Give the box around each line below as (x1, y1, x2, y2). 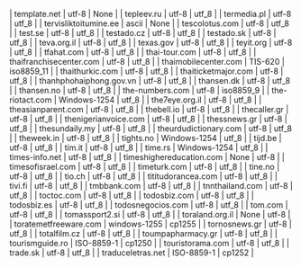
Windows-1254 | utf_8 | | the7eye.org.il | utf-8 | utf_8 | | (58, 94, 262, 105)
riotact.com (9, 94, 52, 105)
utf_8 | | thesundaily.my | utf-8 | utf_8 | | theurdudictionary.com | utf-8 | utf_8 (9, 123, 293, 134)
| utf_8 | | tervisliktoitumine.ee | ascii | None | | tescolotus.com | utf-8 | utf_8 (9, 18, 290, 29)
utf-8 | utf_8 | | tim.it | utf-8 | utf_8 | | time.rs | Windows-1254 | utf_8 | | (9, 142, 269, 153)
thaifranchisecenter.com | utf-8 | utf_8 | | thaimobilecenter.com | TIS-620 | (9, 57, 286, 67)
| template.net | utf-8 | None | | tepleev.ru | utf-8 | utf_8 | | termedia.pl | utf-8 (9, 9, 292, 19)
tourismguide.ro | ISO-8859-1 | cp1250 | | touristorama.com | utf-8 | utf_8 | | (9, 238, 290, 248)
